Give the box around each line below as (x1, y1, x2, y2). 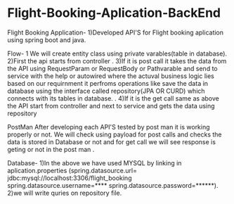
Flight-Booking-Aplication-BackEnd (7, 5, 221, 21)
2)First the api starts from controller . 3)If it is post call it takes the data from (7, 56, 227, 65)
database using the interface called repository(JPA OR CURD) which (7, 87, 205, 95)
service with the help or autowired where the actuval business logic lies (7, 72, 214, 80)
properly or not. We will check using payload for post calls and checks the (7, 130, 223, 139)
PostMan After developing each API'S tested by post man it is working (7, 122, 210, 131)
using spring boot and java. (7, 35, 86, 44)
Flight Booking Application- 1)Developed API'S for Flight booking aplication (7, 28, 223, 37)
